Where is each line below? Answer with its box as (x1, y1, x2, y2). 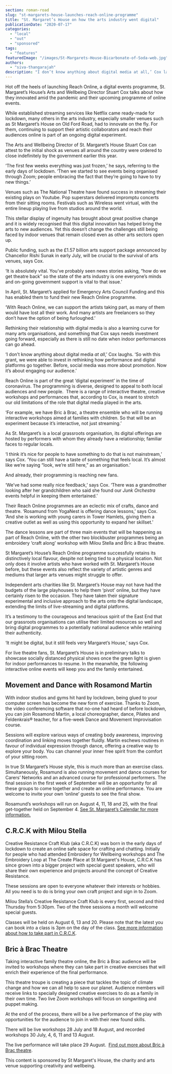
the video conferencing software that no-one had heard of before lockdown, (5, 705, 166, 712)
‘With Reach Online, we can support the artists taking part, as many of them (5, 304, 165, 310)
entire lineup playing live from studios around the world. (5, 205, 123, 211)
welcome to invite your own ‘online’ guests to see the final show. (5, 791, 141, 797)
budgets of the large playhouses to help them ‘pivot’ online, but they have (5, 587, 161, 593)
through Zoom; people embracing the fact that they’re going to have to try (5, 174, 161, 180)
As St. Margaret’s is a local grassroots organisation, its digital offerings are (5, 430, 162, 436)
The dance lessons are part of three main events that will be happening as (5, 529, 162, 535)
